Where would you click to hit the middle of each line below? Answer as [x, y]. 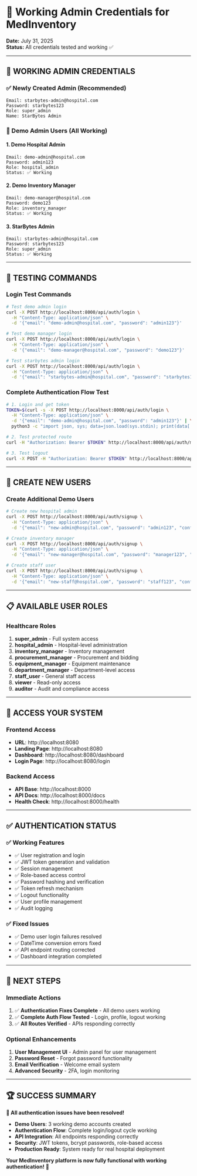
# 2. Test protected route [39, 437]
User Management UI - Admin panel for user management [85, 1052]
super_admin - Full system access [56, 639]
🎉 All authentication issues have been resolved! [65, 1113]
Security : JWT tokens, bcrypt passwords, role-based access [89, 1143]
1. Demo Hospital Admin [36, 145]
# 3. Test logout [27, 453]
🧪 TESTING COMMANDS [52, 278]
